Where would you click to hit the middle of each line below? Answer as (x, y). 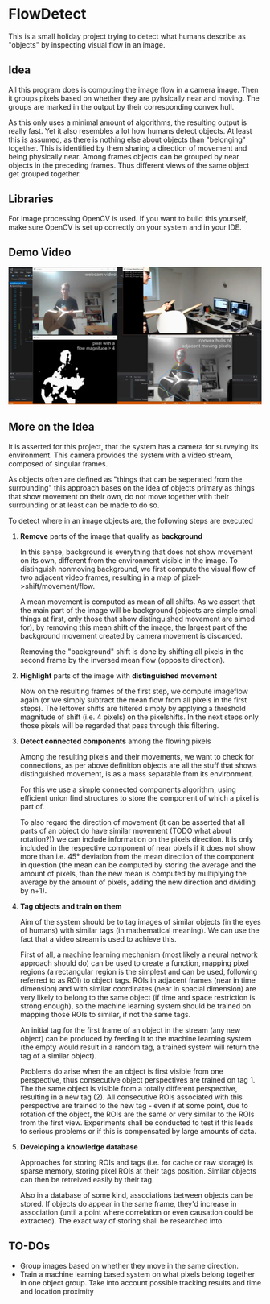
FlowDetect (47, 14)
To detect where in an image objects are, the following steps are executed (131, 520)
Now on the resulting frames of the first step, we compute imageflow (134, 691)
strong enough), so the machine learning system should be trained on (135, 1006)
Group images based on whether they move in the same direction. (129, 1265)
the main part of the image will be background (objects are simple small (138, 610)
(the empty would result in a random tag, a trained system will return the (139, 1047)
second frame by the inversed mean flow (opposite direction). (122, 660)
